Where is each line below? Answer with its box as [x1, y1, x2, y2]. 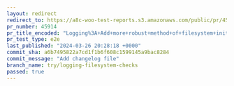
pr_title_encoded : [6, 29, 60, 37]
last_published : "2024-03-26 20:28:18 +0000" [6, 42, 141, 49]
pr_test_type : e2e [6, 36, 60, 43]
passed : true [6, 68, 45, 75]
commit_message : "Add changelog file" [6, 55, 119, 62]
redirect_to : [6, 17, 45, 24]
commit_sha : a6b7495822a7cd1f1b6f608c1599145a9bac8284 [6, 49, 170, 56]
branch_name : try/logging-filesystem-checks [6, 62, 138, 69]
